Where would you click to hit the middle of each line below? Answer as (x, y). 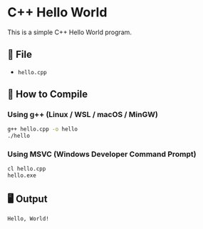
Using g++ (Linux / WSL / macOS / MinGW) (83, 115)
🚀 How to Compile (47, 95)
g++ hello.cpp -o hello (43, 129)
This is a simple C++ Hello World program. (69, 32)
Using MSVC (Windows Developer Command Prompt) (102, 154)
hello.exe (22, 175)
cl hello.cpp (27, 169)
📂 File (20, 55)
